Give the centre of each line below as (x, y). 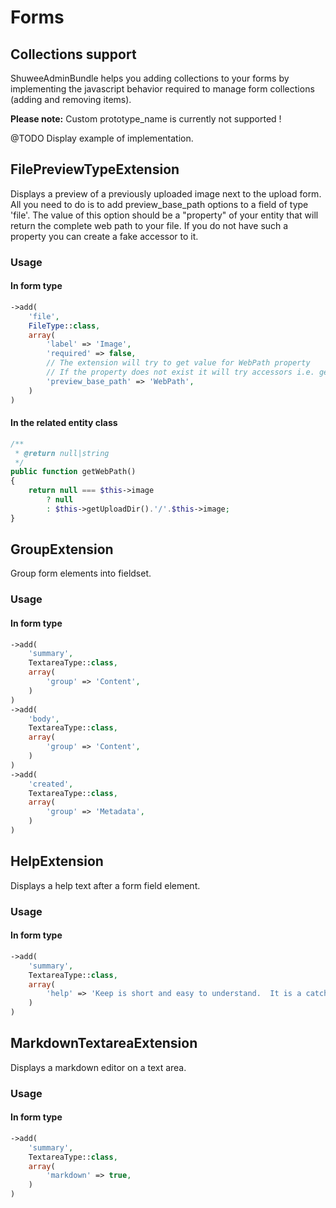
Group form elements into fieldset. (81, 573)
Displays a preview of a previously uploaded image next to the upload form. (166, 193)
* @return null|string (62, 453)
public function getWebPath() (73, 472)
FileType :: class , (64, 326)
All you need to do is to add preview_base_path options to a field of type (159, 204)
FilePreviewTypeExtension (95, 169)
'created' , (51, 784)
